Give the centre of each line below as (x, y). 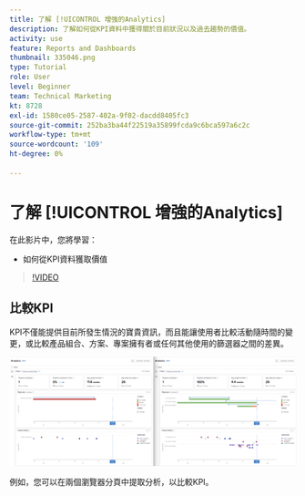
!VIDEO (45, 277)
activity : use (36, 38)
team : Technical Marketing (61, 96)
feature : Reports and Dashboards (73, 48)
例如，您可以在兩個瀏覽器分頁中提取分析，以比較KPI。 (112, 481)
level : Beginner (40, 87)
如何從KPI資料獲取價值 (65, 259)
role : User (30, 77)
